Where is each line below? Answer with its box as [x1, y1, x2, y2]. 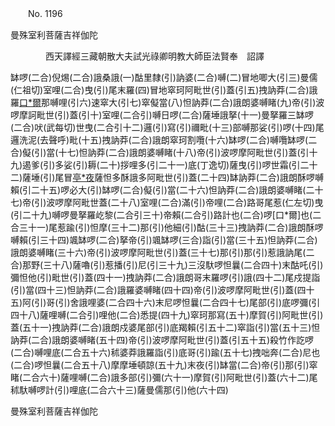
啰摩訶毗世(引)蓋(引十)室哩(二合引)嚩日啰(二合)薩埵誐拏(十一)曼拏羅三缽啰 [10, 109, 315, 121]
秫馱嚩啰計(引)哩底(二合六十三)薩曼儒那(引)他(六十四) [10, 384, 229, 396]
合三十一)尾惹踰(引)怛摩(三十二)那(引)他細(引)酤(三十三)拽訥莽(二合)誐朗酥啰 [10, 222, 324, 233]
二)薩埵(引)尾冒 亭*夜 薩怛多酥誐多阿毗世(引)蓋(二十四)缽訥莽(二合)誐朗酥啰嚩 [10, 172, 324, 183]
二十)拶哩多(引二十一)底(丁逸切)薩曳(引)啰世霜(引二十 [99, 159, 318, 171]
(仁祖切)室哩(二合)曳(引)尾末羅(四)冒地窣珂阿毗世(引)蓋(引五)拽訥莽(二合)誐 [10, 84, 318, 96]
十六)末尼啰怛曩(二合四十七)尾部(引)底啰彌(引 [134, 297, 321, 308]
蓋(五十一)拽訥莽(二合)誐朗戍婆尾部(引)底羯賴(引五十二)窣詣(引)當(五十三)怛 [10, 322, 321, 333]
